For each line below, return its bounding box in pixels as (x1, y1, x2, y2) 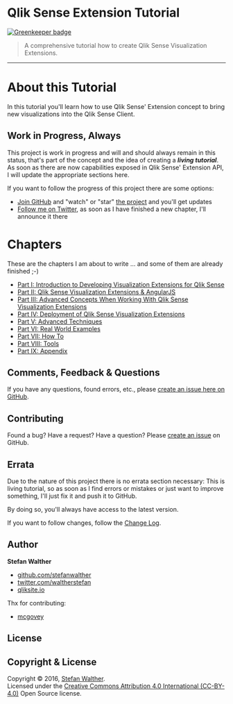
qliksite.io (17, 585, 45, 594)
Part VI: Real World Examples (17, 324, 101, 333)
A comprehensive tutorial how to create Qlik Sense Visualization (24, 41, 207, 49)
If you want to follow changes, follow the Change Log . (7, 519, 162, 527)
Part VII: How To (17, 332, 64, 340)
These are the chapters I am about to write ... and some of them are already (7, 259, 223, 268)
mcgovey (17, 612, 44, 621)
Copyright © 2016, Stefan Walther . (7, 675, 105, 683)
